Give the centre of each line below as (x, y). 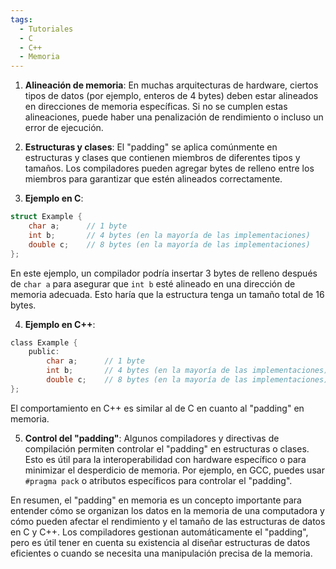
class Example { (44, 342)
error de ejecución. (64, 128)
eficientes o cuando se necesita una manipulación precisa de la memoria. (161, 553)
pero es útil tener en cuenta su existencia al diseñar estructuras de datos (160, 542)
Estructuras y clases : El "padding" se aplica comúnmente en (151, 147)
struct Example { (46, 217)
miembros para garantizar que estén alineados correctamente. (153, 179)
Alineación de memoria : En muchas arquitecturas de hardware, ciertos (171, 85)
